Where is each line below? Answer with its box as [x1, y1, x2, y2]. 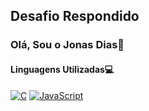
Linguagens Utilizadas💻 [10, 63, 115, 75]
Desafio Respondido [10, 8, 140, 25]
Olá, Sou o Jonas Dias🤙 [10, 38, 125, 52]
